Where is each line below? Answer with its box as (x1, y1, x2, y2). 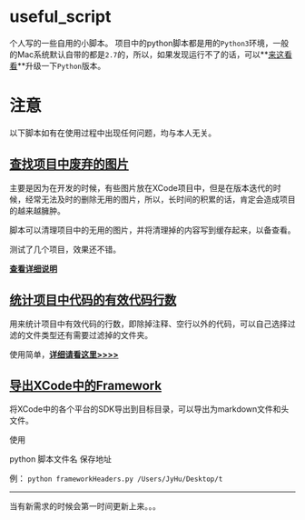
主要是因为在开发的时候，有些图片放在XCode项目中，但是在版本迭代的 (9, 182, 274, 193)
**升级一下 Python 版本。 (17, 60, 106, 71)
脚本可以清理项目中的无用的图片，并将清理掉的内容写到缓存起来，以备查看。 (9, 225, 296, 235)
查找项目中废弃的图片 (9, 156, 129, 172)
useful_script (9, 6, 112, 27)
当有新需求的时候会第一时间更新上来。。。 (9, 501, 161, 512)
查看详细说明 (9, 263, 57, 274)
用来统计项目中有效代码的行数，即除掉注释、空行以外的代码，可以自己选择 (9, 318, 288, 329)
